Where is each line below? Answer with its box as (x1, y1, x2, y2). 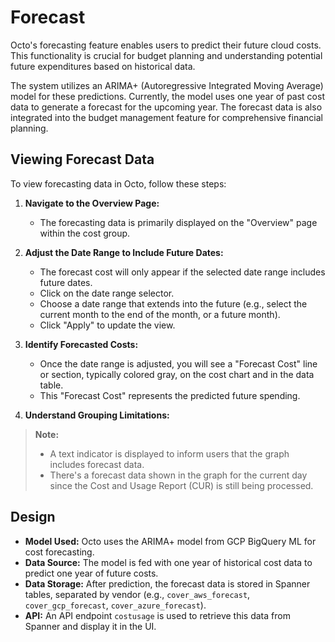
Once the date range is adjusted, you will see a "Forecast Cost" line (39, 357, 318, 370)
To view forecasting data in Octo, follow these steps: (10, 177, 227, 190)
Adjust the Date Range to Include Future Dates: (24, 246, 224, 258)
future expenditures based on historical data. (10, 60, 196, 72)
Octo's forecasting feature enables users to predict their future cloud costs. (10, 39, 322, 51)
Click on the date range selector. (39, 287, 175, 299)
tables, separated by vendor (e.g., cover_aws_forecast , (24, 588, 251, 600)
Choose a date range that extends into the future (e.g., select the (39, 297, 308, 310)
